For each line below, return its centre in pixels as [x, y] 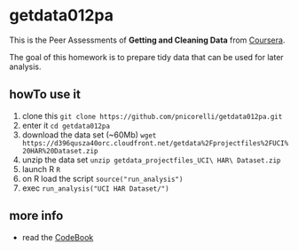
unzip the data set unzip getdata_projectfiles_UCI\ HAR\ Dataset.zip [151, 160]
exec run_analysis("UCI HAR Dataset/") [96, 188]
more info [36, 216]
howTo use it [45, 94]
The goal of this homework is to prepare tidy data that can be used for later [146, 57]
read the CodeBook [58, 237]
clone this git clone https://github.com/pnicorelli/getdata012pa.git [152, 115]
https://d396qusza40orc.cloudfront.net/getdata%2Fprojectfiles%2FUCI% [155, 143]
